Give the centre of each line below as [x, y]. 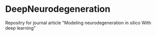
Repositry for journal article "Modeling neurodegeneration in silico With [78, 23]
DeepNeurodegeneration [58, 9]
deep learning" [20, 28]
